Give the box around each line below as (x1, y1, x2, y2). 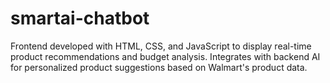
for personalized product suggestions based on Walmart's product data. (10, 61, 308, 73)
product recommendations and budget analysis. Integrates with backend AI (10, 50, 321, 62)
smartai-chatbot (10, 7, 150, 30)
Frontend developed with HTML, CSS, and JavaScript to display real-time (10, 40, 312, 52)
